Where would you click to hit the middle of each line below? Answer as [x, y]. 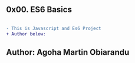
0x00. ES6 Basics [39, 10]
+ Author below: [26, 34]
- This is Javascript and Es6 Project [54, 28]
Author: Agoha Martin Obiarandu [68, 52]
